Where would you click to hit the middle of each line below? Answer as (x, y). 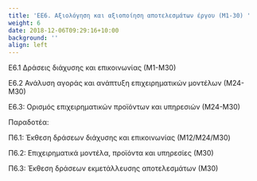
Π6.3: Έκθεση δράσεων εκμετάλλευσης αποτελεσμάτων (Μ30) (113, 168)
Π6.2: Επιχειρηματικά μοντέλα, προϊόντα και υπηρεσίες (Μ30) (111, 153)
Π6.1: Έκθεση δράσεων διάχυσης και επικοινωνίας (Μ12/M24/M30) (119, 138)
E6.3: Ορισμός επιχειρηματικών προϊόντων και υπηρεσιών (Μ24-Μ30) (125, 107)
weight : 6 (25, 23)
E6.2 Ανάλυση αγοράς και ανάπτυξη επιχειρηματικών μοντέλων (115, 83)
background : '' (33, 38)
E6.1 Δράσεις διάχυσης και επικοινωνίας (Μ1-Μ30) (92, 67)
